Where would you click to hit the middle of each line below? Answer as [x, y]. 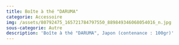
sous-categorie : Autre [34, 28]
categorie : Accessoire [34, 17]
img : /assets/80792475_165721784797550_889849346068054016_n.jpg [89, 22]
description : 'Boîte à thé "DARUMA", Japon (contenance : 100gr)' [90, 33]
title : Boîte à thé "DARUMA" [42, 11]
